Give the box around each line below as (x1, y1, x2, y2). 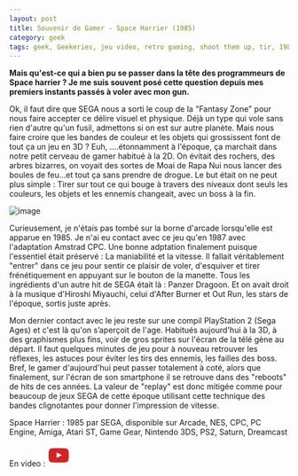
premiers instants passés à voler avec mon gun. (9, 87, 190, 98)
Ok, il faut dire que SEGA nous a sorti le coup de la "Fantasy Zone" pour (9, 104, 272, 114)
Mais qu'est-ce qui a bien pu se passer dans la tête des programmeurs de (9, 67, 286, 79)
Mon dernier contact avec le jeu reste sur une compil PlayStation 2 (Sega (9, 316, 277, 326)
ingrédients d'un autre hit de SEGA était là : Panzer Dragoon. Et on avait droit (9, 279, 290, 290)
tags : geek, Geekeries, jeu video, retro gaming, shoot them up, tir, (9, 43, 276, 51)
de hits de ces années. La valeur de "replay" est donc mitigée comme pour (9, 381, 283, 392)
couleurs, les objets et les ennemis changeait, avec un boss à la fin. (9, 189, 256, 199)
